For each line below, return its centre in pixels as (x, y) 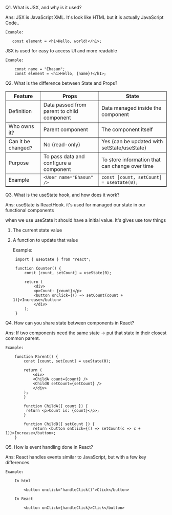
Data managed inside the (132, 108)
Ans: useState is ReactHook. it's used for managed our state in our (76, 205)
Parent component (66, 129)
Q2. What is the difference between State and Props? (61, 83)
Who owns (21, 126)
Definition (20, 111)
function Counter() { (38, 269)
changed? (20, 148)
